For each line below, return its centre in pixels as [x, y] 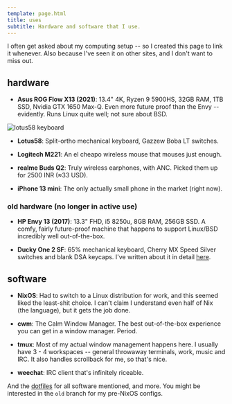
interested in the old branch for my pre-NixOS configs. [85, 394]
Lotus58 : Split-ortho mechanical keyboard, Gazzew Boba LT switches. [118, 141]
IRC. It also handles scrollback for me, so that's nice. [92, 359]
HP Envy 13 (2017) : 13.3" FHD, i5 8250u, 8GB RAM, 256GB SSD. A [111, 222]
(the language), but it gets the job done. [74, 310]
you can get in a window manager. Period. [77, 331]
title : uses [24, 20]
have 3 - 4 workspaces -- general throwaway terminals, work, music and [121, 352]
